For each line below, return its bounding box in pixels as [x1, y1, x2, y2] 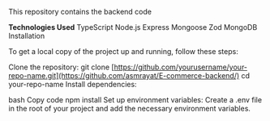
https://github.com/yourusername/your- [114, 62, 248, 72]
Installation [8, 31, 45, 40]
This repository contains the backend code [8, 7, 152, 16]
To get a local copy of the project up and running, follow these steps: [8, 47, 239, 56]
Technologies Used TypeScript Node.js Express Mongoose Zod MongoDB [8, 23, 258, 31]
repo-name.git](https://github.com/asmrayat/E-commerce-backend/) [8, 71, 240, 80]
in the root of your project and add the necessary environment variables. [8, 104, 251, 113]
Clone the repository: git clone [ [8, 62, 115, 72]
